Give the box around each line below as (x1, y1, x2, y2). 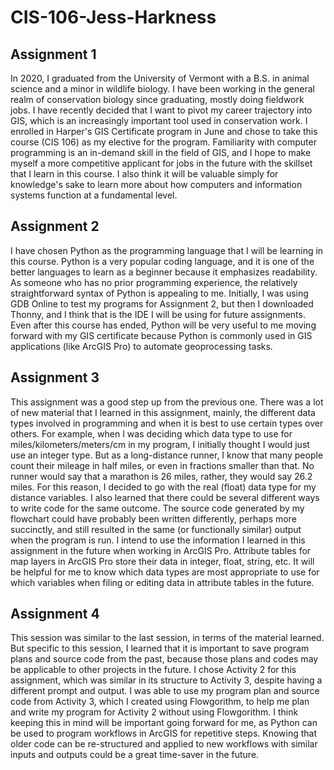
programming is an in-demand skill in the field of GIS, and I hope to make (10, 147, 312, 158)
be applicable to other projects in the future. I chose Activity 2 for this (10, 664, 297, 676)
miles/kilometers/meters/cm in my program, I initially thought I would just (10, 438, 310, 450)
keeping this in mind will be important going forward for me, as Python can (10, 717, 318, 729)
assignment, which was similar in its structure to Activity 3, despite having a (10, 674, 323, 686)
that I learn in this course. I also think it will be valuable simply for (10, 168, 279, 180)
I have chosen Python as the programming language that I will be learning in (10, 244, 324, 256)
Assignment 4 (10, 606, 100, 623)
